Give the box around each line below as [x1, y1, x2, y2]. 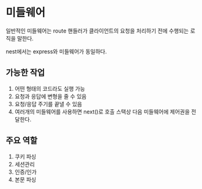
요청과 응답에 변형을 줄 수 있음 [14, 93, 87, 100]
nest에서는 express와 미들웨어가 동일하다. [6, 47, 107, 55]
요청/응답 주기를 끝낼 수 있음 [14, 100, 83, 107]
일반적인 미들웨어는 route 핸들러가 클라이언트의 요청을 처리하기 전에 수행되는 [6, 27, 189, 34]
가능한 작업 [6, 67, 45, 78]
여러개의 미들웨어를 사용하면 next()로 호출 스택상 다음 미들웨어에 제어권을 [14, 108, 190, 115]
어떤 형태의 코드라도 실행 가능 [14, 85, 85, 92]
